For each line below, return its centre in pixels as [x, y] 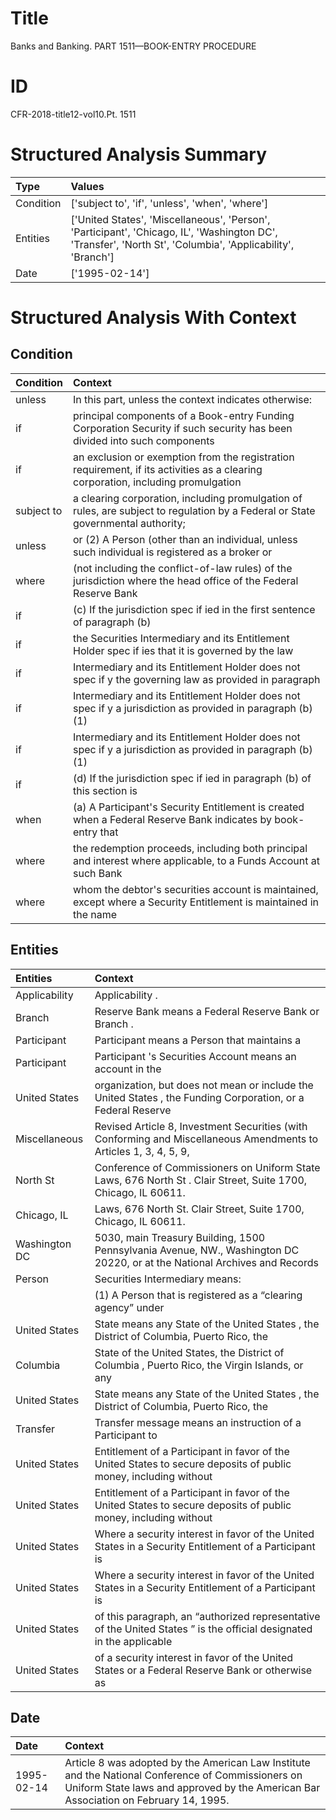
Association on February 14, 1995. [147, 1800]
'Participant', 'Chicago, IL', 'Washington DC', [174, 232]
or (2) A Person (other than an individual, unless [185, 539]
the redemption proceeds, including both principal [190, 848]
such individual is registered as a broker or [173, 552]
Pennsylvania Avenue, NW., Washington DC [197, 1250]
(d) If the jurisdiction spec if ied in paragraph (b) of [192, 778]
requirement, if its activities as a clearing [168, 469]
